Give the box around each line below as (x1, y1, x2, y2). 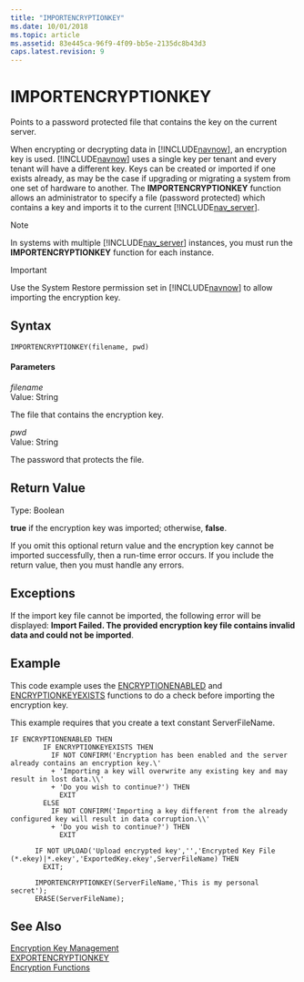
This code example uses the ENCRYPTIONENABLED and (10, 680, 223, 690)
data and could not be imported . (10, 629, 135, 640)
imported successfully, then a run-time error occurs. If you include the (10, 549, 274, 560)
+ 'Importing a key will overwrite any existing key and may (50, 766, 288, 775)
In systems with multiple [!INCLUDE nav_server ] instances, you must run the (10, 238, 294, 249)
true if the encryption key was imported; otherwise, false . (10, 522, 228, 533)
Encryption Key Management (10, 943, 119, 954)
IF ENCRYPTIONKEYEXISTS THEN (43, 742, 154, 752)
